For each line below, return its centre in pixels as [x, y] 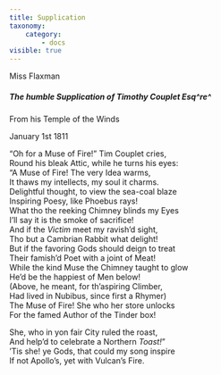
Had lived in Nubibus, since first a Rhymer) [88, 296]
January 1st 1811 [39, 137]
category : [44, 34]
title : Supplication [48, 17]
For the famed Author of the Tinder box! [83, 315]
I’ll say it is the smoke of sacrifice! [72, 221]
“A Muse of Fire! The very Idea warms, [80, 173]
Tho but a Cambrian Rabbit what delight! [84, 239]
